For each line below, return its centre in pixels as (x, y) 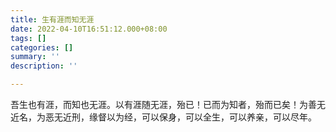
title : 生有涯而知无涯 (52, 19)
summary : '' (35, 57)
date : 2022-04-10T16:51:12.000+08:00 (89, 29)
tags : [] (28, 38)
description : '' (44, 66)
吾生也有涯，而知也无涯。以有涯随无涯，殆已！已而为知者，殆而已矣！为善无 (168, 104)
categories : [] (42, 47)
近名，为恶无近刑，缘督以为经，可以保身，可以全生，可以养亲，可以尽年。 (163, 117)
